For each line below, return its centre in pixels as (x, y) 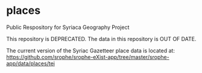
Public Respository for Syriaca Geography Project (68, 27)
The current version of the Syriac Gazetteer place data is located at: (90, 50)
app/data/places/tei (31, 63)
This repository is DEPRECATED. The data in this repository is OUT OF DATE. (101, 39)
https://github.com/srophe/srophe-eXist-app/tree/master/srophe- (88, 57)
